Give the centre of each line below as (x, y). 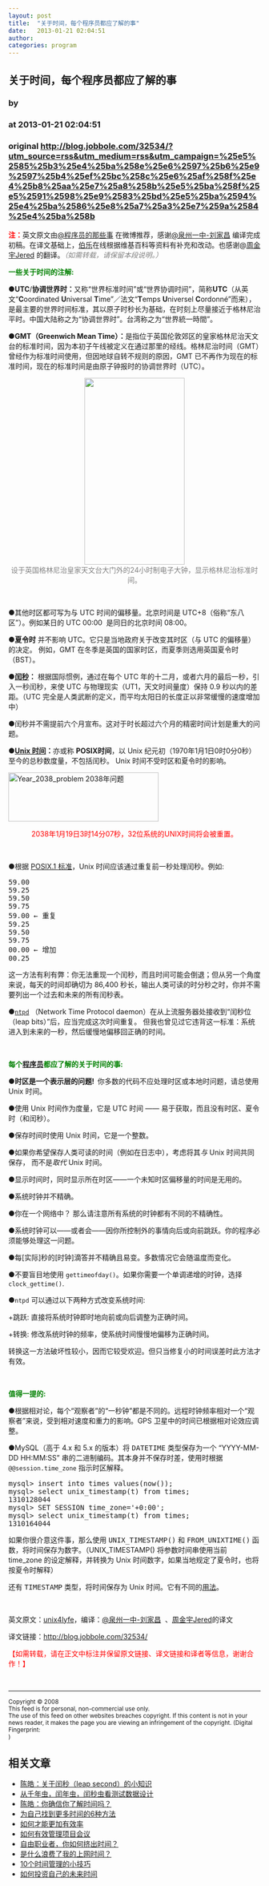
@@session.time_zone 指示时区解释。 (68, 1468)
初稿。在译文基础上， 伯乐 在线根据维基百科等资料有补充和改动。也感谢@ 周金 (134, 244)
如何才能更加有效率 (52, 1824)
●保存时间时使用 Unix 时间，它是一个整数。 (81, 1135)
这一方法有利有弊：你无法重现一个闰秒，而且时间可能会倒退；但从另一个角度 (134, 974)
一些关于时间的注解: (41, 272)
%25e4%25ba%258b (52, 216)
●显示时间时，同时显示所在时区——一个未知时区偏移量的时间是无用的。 (127, 1179)
